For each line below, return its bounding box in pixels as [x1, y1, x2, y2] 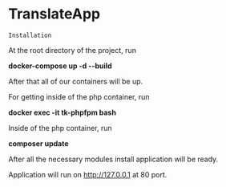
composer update [8, 138, 70, 148]
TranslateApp [8, 5, 101, 23]
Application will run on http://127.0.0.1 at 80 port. [8, 169, 167, 179]
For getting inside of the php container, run [8, 91, 150, 101]
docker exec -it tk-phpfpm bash [8, 108, 116, 117]
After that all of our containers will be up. [8, 76, 143, 86]
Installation [8, 31, 52, 39]
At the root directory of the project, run [8, 45, 136, 55]
